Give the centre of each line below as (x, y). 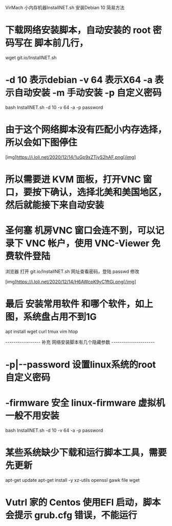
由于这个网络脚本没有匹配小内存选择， (86, 130)
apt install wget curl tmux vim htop (42, 331)
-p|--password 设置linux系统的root (81, 365)
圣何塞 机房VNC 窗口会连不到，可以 (80, 231)
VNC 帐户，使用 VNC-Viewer (87, 243)
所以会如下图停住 (41, 143)
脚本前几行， (61, 43)
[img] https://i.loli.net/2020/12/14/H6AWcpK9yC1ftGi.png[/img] (71, 281)
